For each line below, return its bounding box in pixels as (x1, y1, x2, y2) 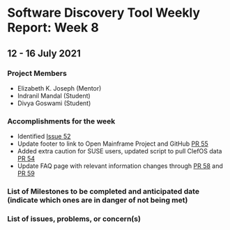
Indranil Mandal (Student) (17, 91, 91, 100)
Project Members (7, 68, 68, 78)
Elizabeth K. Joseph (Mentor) (17, 84, 102, 92)
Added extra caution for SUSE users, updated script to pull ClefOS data (17, 147, 222, 155)
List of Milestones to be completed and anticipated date (7, 187, 200, 197)
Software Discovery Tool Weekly (7, 5, 201, 21)
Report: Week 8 (7, 20, 99, 36)
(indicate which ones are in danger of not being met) (7, 195, 188, 205)
